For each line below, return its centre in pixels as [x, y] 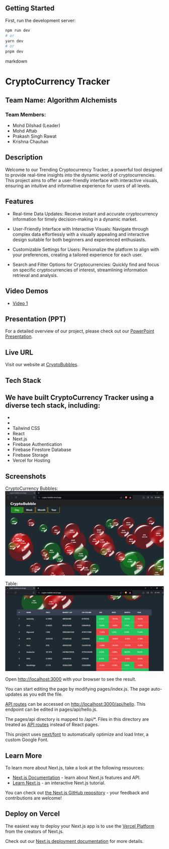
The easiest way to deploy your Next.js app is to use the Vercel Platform [80, 826]
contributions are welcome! [33, 798]
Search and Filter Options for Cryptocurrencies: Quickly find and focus [86, 264]
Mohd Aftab [25, 131]
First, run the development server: [40, 20]
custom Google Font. [27, 740]
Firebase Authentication [37, 444]
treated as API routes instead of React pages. [52, 725]
